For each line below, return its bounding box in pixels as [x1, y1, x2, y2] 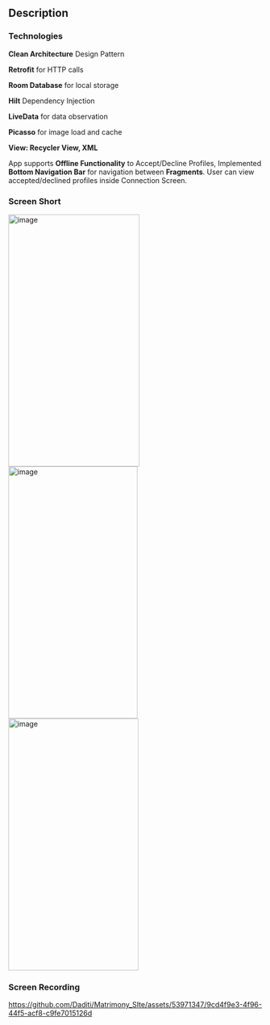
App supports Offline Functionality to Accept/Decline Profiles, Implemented [8, 158, 262, 168]
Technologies [8, 31, 63, 42]
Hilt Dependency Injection [8, 96, 95, 106]
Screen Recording [8, 981, 81, 993]
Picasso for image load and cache [8, 127, 123, 136]
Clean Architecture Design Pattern [8, 48, 125, 59]
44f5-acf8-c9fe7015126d [8, 1008, 93, 1019]
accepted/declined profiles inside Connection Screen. [8, 175, 188, 185]
